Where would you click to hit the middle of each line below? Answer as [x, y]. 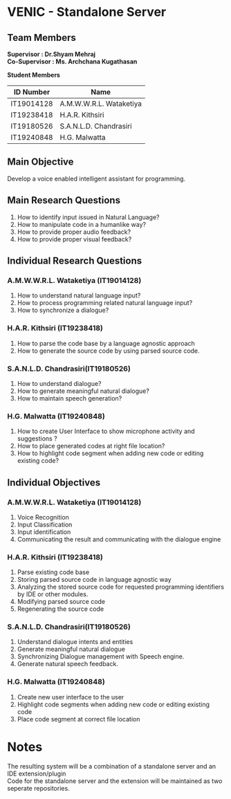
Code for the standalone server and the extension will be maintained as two [115, 781]
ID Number [32, 92]
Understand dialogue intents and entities [75, 642]
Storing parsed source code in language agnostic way [94, 580]
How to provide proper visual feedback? [74, 239]
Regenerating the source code [61, 609]
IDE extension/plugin [37, 773]
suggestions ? [37, 439]
